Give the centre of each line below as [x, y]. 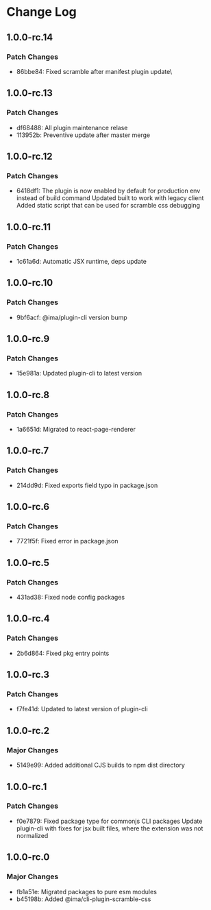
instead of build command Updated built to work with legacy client [110, 198]
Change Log [41, 12]
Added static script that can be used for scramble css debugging [108, 206]
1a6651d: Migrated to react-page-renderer [76, 429]
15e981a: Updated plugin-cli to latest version [79, 373]
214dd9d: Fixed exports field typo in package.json [87, 485]
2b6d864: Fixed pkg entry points [63, 653]
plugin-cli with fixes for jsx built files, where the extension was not [110, 828]
